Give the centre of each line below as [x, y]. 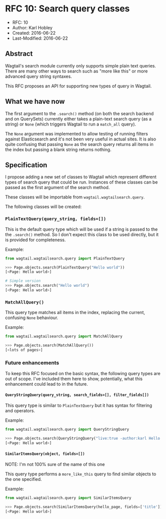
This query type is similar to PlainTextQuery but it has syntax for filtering [79, 405]
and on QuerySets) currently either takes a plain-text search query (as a [78, 119]
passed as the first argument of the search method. [58, 188]
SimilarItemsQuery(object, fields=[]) [45, 454]
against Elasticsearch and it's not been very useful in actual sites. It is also [81, 139]
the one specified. [23, 479]
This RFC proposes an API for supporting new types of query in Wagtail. [79, 86]
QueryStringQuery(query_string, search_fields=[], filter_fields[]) [77, 395]
